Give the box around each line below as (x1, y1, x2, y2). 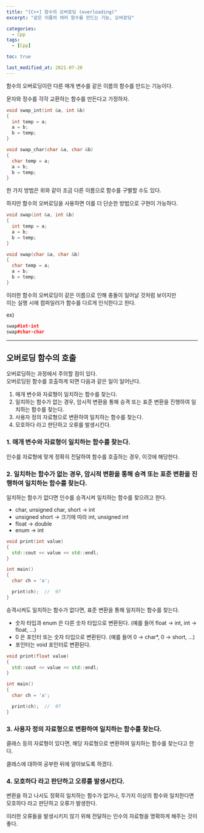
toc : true (6, 54, 32, 60)
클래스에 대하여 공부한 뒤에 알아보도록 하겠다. (6, 760, 114, 767)
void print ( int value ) (6, 538, 64, 545)
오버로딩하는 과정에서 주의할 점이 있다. (6, 370, 97, 377)
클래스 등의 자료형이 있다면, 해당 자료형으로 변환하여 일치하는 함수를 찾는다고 (6, 739, 188, 747)
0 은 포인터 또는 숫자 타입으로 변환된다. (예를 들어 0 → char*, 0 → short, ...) (15, 633, 195, 640)
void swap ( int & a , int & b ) (6, 212, 75, 218)
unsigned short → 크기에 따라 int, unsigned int (15, 513, 129, 520)
